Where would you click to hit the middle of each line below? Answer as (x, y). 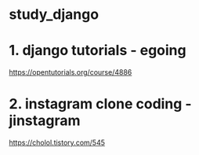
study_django (54, 15)
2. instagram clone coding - (100, 104)
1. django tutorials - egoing (98, 51)
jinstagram (45, 121)
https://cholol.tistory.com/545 (57, 142)
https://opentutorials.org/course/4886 (71, 72)
